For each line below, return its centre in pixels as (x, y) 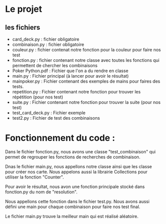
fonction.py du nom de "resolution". (41, 192)
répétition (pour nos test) (38, 97)
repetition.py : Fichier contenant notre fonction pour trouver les (76, 92)
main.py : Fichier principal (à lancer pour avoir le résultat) (70, 76)
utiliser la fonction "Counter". (35, 177)
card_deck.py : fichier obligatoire (46, 39)
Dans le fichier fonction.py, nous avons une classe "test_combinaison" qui (80, 151)
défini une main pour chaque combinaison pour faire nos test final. (73, 207)
